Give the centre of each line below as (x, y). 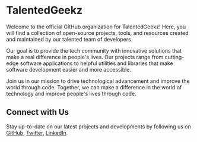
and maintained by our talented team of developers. (69, 39)
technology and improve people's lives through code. (71, 93)
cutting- (174, 57)
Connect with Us (38, 112)
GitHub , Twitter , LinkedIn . (37, 133)
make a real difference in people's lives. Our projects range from (85, 57)
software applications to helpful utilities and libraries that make (96, 63)
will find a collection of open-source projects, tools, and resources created (97, 33)
